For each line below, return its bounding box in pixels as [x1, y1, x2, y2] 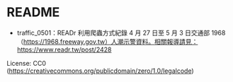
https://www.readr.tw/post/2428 [16, 45, 112, 54]
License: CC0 [6, 59, 47, 67]
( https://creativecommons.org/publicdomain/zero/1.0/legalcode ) [6, 66, 194, 75]
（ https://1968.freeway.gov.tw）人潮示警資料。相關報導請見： [16, 37, 198, 46]
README [6, 4, 60, 20]
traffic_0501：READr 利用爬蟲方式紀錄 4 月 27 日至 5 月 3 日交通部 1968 [16, 28, 226, 37]
